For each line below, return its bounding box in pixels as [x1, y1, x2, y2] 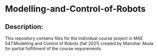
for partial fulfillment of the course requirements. [5, 46, 103, 51]
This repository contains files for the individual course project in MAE [5, 35, 143, 41]
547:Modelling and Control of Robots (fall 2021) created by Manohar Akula [5, 41, 154, 46]
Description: [5, 23, 44, 31]
